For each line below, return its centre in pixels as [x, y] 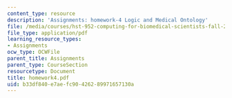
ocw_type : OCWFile [33, 52]
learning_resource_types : [44, 39]
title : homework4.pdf [38, 78]
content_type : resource [41, 13]
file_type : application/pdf [48, 33]
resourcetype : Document [41, 71]
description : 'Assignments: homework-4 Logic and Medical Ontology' [108, 20]
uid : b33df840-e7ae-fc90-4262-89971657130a [71, 84]
